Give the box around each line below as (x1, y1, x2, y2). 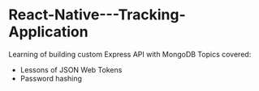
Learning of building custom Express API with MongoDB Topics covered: (8, 49, 252, 59)
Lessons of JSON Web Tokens (19, 64, 123, 74)
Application (8, 23, 88, 41)
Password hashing (19, 73, 83, 83)
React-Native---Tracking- (8, 6, 187, 24)
